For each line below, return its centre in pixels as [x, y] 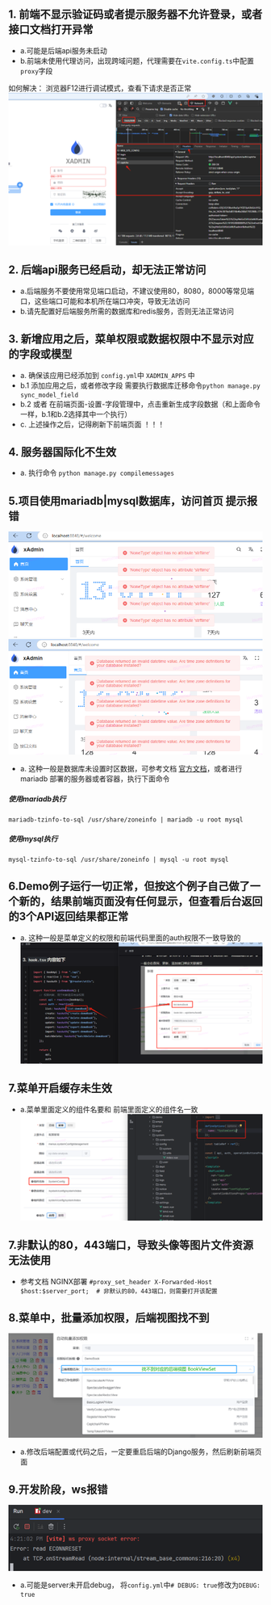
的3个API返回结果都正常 [69, 916]
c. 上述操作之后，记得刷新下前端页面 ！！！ [92, 424]
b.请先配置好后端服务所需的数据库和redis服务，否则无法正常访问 [127, 311]
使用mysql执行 [33, 838]
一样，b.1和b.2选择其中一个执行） [76, 414]
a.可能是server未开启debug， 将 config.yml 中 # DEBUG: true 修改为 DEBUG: [140, 1585]
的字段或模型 [40, 354]
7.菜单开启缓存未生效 [60, 1088]
